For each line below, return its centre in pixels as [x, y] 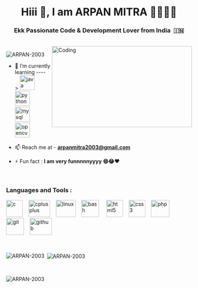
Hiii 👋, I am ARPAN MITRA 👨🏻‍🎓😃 [99, 12]
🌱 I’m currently [32, 66]
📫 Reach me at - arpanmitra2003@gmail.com [72, 147]
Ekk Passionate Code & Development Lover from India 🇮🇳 [99, 31]
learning [25, 72]
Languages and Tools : [39, 190]
